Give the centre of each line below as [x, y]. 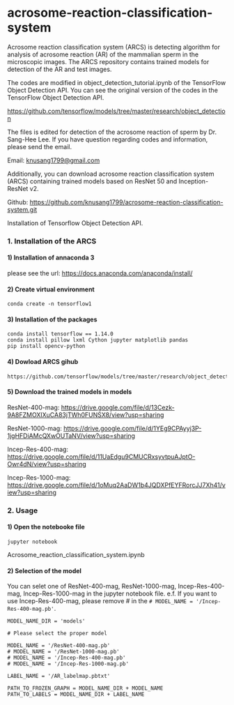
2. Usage [23, 510]
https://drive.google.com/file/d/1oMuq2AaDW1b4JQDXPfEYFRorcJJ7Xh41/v [117, 485]
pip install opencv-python [46, 347]
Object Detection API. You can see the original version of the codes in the [112, 90]
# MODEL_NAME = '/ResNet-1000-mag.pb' [63, 652]
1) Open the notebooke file [46, 527]
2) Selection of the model [45, 570]
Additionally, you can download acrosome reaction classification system [111, 174]
